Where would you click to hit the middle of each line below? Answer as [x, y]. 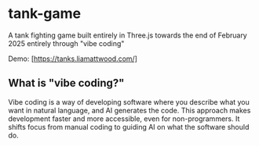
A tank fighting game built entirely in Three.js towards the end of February [128, 35]
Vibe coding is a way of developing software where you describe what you [129, 101]
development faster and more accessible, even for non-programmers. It [124, 119]
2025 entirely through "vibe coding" [66, 43]
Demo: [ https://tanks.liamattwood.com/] [73, 59]
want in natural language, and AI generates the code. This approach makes [129, 110]
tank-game [44, 14]
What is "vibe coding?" [66, 83]
